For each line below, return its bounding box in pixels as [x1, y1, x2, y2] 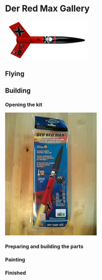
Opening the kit [5, 101, 42, 108]
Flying [5, 70, 24, 78]
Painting [5, 256, 25, 263]
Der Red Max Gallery [5, 3, 90, 14]
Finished [5, 269, 26, 276]
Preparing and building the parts [5, 243, 84, 250]
